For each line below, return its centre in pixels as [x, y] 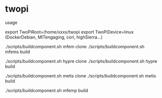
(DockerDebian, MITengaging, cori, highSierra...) [54, 37]
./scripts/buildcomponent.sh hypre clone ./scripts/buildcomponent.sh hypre [81, 61]
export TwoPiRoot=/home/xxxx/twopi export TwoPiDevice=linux [70, 32]
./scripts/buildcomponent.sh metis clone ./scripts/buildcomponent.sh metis [81, 76]
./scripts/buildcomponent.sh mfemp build [47, 90]
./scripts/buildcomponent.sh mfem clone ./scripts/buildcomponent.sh [75, 46]
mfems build [18, 52]
